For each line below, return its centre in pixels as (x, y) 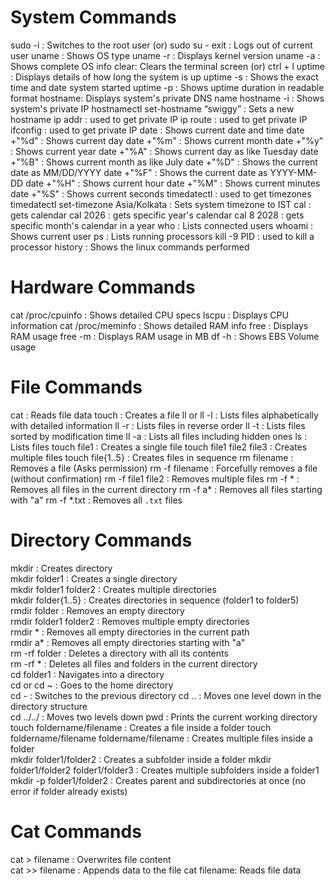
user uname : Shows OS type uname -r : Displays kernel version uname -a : (165, 55)
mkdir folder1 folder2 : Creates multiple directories (113, 589)
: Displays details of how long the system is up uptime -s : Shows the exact (164, 77)
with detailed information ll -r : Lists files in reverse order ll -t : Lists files (158, 425)
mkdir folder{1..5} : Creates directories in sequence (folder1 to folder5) (155, 600)
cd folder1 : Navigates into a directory (87, 674)
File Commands (76, 387)
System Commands (93, 17)
